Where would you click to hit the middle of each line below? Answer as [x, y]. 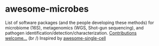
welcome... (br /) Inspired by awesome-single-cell [56, 38]
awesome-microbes [47, 9]
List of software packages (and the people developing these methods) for [79, 23]
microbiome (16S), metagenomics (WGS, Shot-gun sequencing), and [74, 27]
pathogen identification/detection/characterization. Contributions [71, 33]
